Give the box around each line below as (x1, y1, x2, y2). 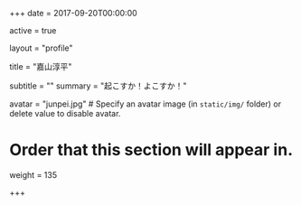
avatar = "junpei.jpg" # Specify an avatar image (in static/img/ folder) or (9, 98, 282, 109)
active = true (9, 25, 57, 35)
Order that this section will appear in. (9, 140, 294, 161)
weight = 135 (9, 169, 57, 180)
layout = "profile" (9, 42, 73, 53)
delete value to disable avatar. (9, 108, 121, 118)
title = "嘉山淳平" (9, 61, 72, 71)
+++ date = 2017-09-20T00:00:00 (9, 8, 137, 18)
